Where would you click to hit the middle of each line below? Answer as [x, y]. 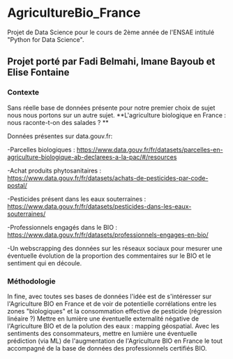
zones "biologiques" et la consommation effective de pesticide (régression [114, 311]
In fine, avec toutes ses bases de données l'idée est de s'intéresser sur [110, 296]
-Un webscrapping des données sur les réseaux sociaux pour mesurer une [115, 248]
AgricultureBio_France [74, 13]
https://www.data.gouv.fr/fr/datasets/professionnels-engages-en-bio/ [108, 235]
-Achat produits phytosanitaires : [54, 170]
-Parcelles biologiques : [41, 149]
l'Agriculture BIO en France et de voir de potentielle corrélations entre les [112, 303]
